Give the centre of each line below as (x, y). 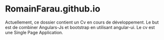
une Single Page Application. (34, 32)
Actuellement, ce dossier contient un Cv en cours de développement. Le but (82, 22)
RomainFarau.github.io (53, 9)
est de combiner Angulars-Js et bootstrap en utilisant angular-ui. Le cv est (80, 27)
